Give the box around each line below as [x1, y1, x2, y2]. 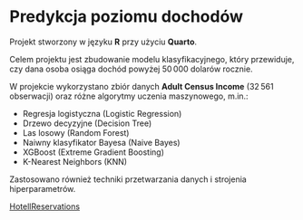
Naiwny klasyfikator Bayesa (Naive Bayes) [22, 137, 181, 148]
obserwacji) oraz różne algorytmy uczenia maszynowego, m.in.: [9, 91, 249, 101]
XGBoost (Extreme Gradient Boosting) [22, 147, 165, 158]
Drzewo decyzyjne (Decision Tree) [22, 118, 152, 129]
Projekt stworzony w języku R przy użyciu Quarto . [9, 36, 198, 47]
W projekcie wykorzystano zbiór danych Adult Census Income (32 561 [9, 81, 274, 91]
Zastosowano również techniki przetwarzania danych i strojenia [9, 174, 247, 185]
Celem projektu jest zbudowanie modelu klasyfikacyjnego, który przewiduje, [9, 53, 295, 64]
